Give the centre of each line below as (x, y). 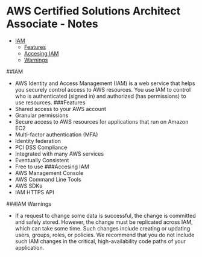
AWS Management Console (49, 173)
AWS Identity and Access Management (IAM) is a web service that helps (105, 83)
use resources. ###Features (50, 102)
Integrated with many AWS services (59, 154)
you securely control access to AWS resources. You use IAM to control (103, 89)
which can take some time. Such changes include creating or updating (103, 228)
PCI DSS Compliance (41, 147)
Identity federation (38, 141)
